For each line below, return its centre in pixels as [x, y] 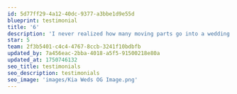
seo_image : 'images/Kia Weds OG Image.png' [73, 80]
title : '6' [23, 27]
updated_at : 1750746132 [43, 60]
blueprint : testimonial [43, 20]
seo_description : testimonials [54, 73]
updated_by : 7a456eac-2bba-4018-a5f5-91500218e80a [84, 54]
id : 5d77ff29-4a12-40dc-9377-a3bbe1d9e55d [71, 14]
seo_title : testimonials [44, 66]
